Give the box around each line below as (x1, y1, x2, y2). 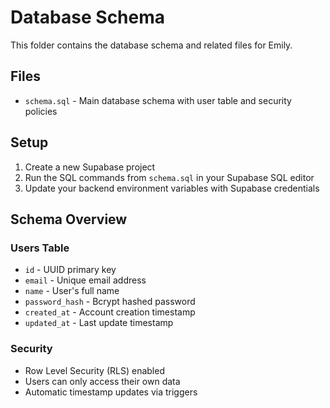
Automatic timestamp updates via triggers (24, 386, 198, 398)
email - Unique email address (24, 274, 147, 286)
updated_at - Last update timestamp (24, 317, 174, 329)
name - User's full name (24, 285, 120, 297)
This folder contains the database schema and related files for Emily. (10, 39, 293, 51)
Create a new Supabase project (24, 161, 156, 173)
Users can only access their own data (24, 375, 181, 387)
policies (24, 105, 58, 117)
